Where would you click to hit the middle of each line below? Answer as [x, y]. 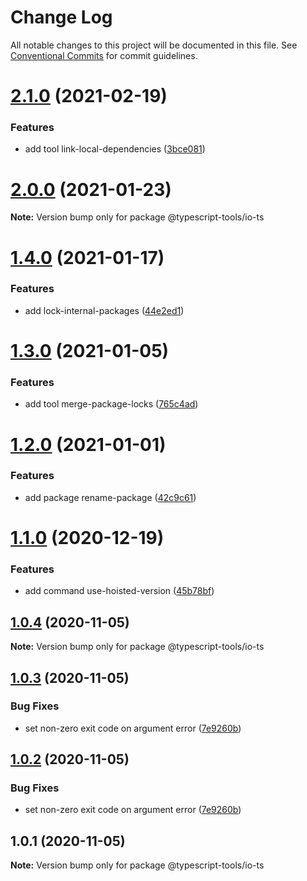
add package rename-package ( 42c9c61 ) [110, 497]
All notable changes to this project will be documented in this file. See [154, 45]
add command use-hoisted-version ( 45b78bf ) [119, 591]
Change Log [61, 17]
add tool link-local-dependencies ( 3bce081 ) [115, 149]
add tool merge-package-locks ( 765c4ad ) [111, 404]
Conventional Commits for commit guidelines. [104, 55]
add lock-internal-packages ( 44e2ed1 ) [104, 310]
